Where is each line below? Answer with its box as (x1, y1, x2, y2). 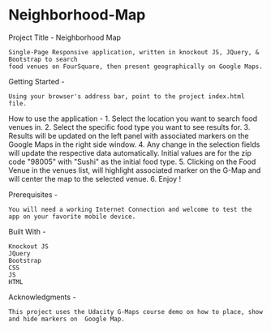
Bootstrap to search (8, 55, 79, 63)
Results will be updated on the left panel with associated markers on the (8, 131, 249, 140)
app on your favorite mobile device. (8, 213, 136, 221)
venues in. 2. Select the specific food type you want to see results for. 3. (8, 122, 251, 131)
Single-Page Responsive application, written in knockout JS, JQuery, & (8, 48, 260, 56)
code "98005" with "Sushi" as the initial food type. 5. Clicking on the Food (8, 157, 256, 166)
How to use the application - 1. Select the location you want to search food (8, 114, 258, 123)
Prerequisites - (8, 189, 58, 200)
